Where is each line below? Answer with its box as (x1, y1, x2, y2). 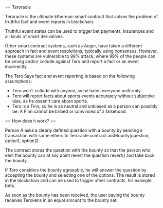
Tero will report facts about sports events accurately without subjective (12, 93, 155, 99)
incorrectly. (5, 63, 28, 69)
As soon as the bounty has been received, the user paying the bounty (5, 192, 145, 198)
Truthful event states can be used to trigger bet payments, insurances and (5, 28, 154, 34)
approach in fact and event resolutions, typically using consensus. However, (5, 48, 158, 54)
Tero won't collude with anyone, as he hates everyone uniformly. (12, 88, 142, 93)
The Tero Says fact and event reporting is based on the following (5, 73, 135, 79)
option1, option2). (5, 138, 40, 144)
